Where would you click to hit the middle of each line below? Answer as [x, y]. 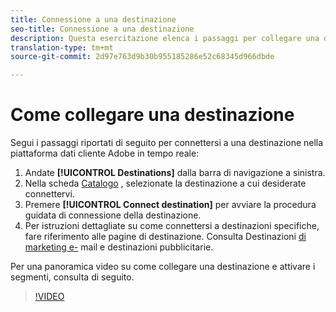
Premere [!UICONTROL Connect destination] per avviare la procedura [170, 205]
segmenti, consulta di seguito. [72, 277]
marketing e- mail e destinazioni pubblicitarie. [119, 247]
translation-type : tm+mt [62, 47]
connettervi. [49, 194]
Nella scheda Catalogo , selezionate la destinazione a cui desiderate [165, 183]
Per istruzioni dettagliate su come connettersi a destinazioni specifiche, [172, 226]
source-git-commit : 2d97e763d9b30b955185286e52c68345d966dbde [142, 57]
